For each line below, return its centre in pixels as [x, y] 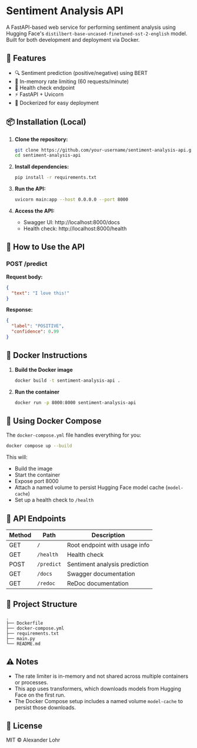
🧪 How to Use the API [46, 247]
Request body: [24, 277]
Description [108, 535]
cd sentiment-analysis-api [48, 155]
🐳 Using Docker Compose [54, 421]
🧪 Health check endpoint [45, 87]
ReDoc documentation [98, 583]
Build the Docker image [44, 369]
